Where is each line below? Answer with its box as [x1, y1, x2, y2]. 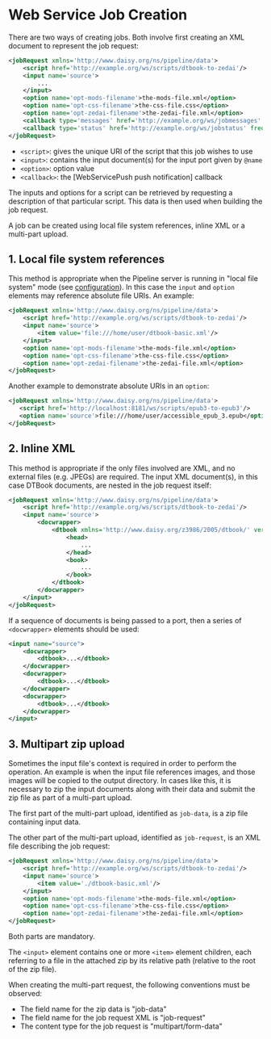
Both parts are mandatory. [8, 932, 95, 941]
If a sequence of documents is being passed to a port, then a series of [8, 615, 242, 625]
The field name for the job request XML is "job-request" [19, 1013, 206, 1022]
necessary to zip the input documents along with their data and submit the [8, 785, 256, 794]
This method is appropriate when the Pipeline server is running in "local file [8, 274, 258, 283]
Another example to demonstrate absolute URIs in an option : [8, 381, 210, 391]
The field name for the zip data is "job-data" [19, 1004, 167, 1014]
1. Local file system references [8, 252, 165, 266]
